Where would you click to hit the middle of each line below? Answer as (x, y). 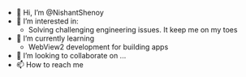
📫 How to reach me (50, 64)
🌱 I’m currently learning (55, 38)
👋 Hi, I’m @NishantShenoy (60, 13)
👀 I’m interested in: (47, 21)
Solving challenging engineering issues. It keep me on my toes (133, 30)
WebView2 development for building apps (98, 47)
